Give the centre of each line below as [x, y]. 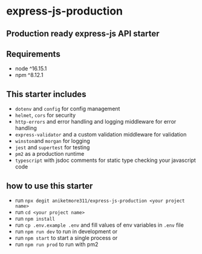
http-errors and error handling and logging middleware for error [96, 122]
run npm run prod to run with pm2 [57, 244]
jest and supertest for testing [52, 147]
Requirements [33, 54]
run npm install [35, 219]
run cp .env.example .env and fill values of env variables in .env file [99, 225]
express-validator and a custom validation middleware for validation [101, 135]
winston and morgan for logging [53, 141]
